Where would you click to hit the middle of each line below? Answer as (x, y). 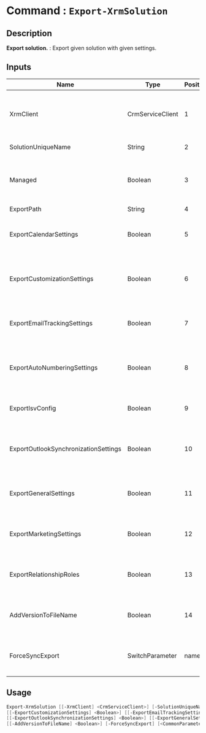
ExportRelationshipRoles (44, 574)
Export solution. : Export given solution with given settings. (82, 48)
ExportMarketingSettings (45, 534)
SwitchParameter (152, 655)
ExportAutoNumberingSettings (54, 367)
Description (29, 33)
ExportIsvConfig (33, 408)
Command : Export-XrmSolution (87, 11)
